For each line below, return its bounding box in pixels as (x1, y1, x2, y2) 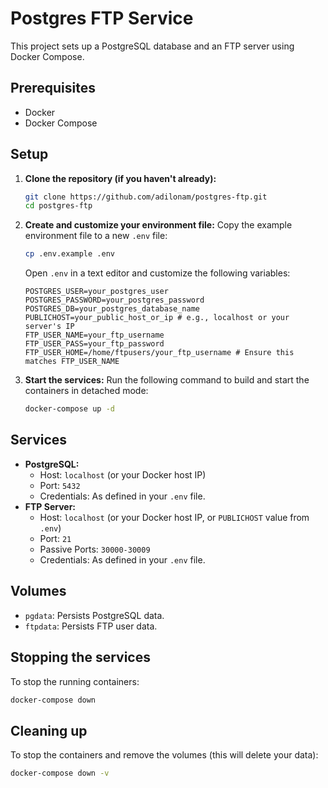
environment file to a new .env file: (24, 230, 168, 242)
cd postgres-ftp (24, 201, 93, 211)
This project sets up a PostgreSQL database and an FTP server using (10, 40, 295, 52)
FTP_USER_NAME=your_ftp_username (24, 330, 165, 341)
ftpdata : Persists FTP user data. (24, 620, 158, 632)
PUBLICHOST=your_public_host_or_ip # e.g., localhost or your (24, 313, 290, 323)
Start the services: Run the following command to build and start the (24, 374, 310, 386)
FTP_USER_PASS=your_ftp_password (24, 339, 165, 349)
